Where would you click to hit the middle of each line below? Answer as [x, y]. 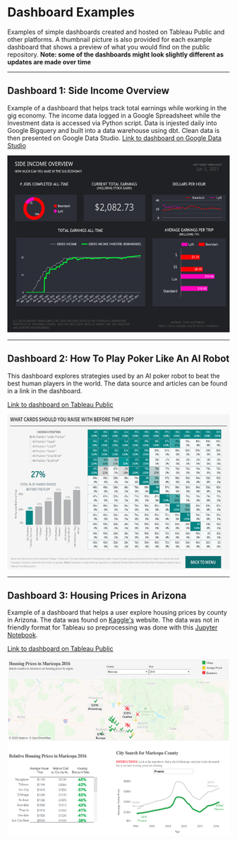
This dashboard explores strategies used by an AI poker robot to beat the [114, 376]
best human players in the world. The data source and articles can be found [117, 383]
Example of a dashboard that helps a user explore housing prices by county [117, 613]
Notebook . [23, 635]
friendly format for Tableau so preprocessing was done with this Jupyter [113, 627]
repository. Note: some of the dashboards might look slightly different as [116, 54]
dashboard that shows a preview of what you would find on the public [109, 47]
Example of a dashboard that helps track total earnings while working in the [117, 108]
